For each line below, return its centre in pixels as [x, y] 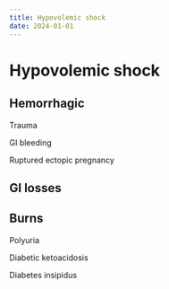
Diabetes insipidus [43, 275]
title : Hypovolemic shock [57, 18]
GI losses [35, 188]
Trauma [23, 125]
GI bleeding [30, 142]
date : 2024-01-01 [42, 26]
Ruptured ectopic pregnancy [62, 160]
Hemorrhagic [47, 104]
